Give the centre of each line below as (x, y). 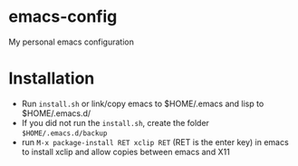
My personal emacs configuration (72, 42)
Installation (52, 78)
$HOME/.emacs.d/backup (64, 133)
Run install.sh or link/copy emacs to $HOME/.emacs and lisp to (143, 103)
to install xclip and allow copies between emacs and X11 (125, 151)
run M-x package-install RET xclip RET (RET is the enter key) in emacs (155, 142)
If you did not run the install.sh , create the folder (115, 122)
